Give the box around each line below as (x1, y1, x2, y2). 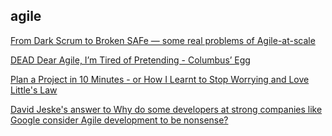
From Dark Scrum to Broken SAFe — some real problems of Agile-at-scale (10, 34, 316, 46)
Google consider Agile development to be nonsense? (10, 114, 229, 126)
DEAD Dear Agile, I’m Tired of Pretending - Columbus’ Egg (10, 54, 251, 66)
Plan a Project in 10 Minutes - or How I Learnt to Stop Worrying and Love (10, 73, 310, 85)
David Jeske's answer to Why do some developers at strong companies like (10, 103, 323, 115)
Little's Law (10, 84, 58, 96)
